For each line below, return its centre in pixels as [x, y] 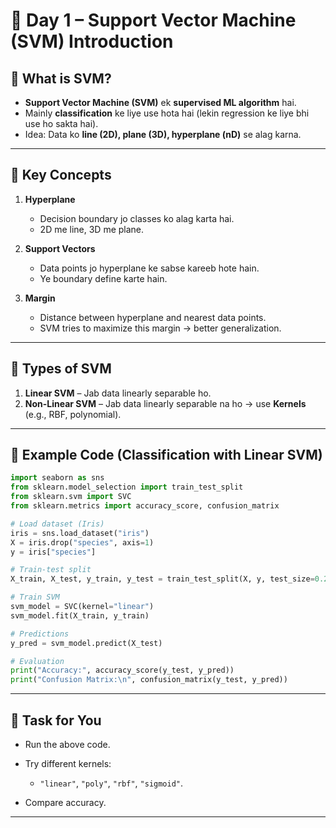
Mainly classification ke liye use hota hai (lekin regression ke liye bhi [167, 113]
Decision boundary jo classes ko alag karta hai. [137, 218]
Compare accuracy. [65, 802]
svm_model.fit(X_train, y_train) [80, 615]
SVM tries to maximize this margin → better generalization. [160, 328]
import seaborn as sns [57, 478]
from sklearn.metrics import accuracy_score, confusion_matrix [145, 506]
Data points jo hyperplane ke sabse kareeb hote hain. [149, 268]
